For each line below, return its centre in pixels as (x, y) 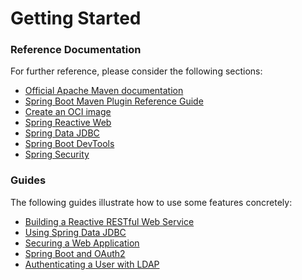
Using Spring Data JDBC (75, 232)
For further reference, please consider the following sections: (136, 71)
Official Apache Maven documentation (104, 91)
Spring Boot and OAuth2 (75, 253)
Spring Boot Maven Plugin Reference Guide (114, 101)
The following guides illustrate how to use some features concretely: (151, 202)
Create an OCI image (68, 112)
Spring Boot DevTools (69, 144)
